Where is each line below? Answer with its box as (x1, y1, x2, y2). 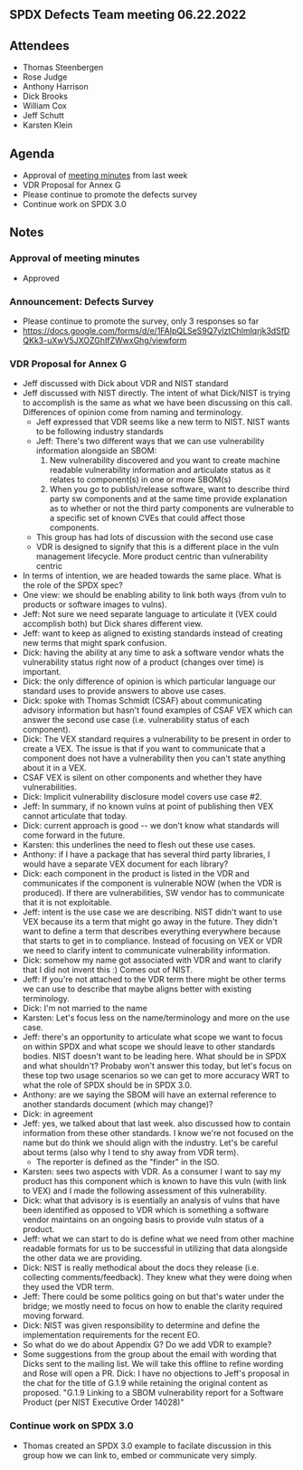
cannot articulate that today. (22, 811, 128, 821)
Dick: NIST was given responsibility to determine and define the (22, 1320, 260, 1331)
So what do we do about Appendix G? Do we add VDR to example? (22, 1339, 272, 1351)
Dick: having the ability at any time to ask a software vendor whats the (22, 647, 285, 659)
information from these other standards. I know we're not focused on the (22, 1128, 294, 1139)
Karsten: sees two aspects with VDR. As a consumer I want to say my (22, 1166, 282, 1177)
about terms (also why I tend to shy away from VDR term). (22, 1147, 240, 1158)
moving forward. (22, 1311, 84, 1322)
